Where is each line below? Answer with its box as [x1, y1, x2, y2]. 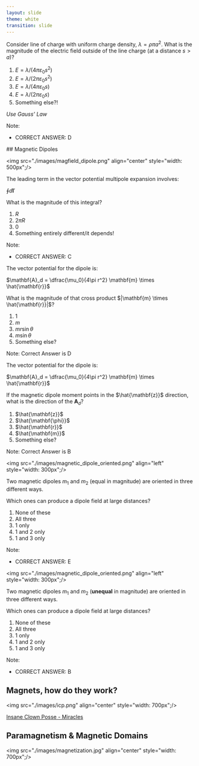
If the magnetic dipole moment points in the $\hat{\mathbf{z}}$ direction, [6, 391, 189, 398]
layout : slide [6, 10, 42, 16]
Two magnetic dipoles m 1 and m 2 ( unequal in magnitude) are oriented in [6, 588, 186, 597]
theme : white [6, 16, 39, 22]
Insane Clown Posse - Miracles [6, 713, 83, 720]
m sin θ [14, 332, 32, 339]
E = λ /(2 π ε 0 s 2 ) [14, 74, 52, 84]
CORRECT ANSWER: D [14, 133, 72, 141]
